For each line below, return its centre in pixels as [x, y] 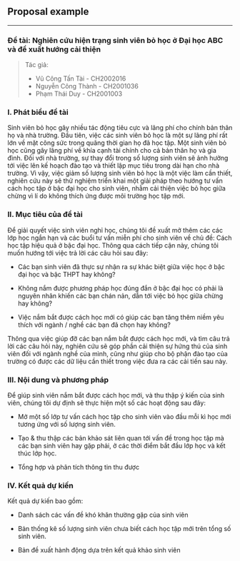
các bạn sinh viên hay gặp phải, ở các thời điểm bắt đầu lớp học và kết [122, 446]
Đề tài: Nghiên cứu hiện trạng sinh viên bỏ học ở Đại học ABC [115, 40]
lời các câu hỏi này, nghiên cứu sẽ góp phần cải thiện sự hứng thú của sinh [117, 346]
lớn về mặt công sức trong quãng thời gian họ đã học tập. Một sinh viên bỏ [117, 143]
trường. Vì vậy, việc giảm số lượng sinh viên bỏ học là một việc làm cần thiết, [120, 173]
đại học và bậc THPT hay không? [66, 274]
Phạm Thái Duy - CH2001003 [79, 94]
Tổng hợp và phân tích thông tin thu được [79, 467]
